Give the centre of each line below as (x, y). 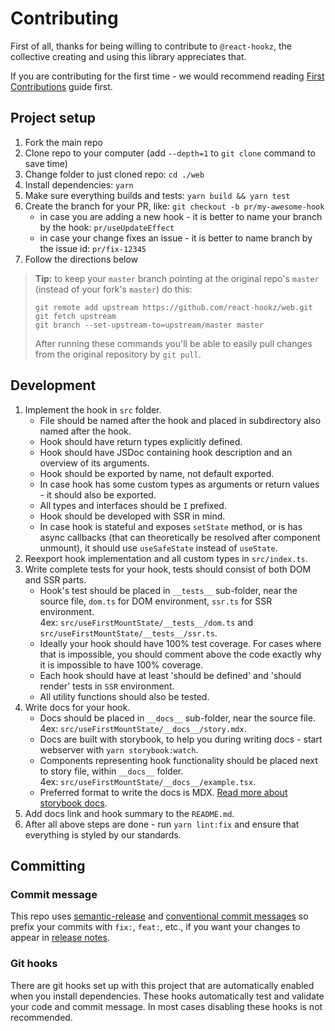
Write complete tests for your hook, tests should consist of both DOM (168, 569)
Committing (48, 865)
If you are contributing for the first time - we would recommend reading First (167, 76)
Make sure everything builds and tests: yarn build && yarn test (157, 195)
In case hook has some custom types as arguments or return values (179, 484)
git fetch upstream (75, 316)
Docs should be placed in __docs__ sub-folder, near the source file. (177, 718)
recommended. (41, 1017)
